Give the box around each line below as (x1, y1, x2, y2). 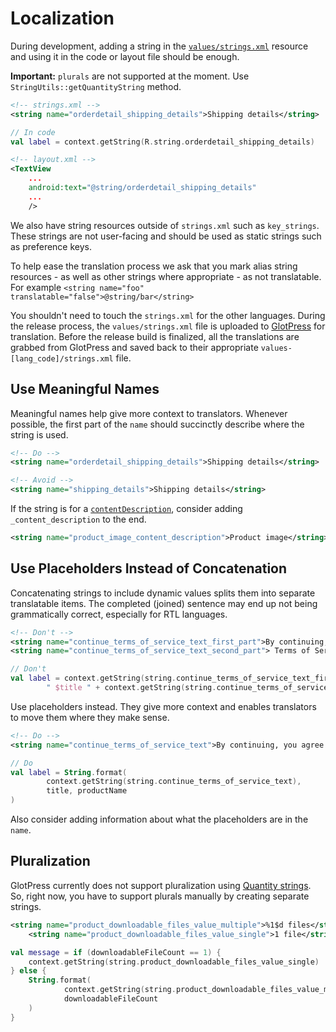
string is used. (10, 428, 69, 441)
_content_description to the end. (10, 513, 147, 525)
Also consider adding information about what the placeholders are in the (10, 813, 309, 826)
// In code (10, 127, 56, 137)
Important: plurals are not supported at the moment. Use (10, 70, 250, 82)
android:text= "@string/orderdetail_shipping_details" (28, 183, 257, 193)
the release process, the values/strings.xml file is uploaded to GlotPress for (10, 320, 326, 332)
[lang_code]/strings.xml (10, 353, 114, 364)
